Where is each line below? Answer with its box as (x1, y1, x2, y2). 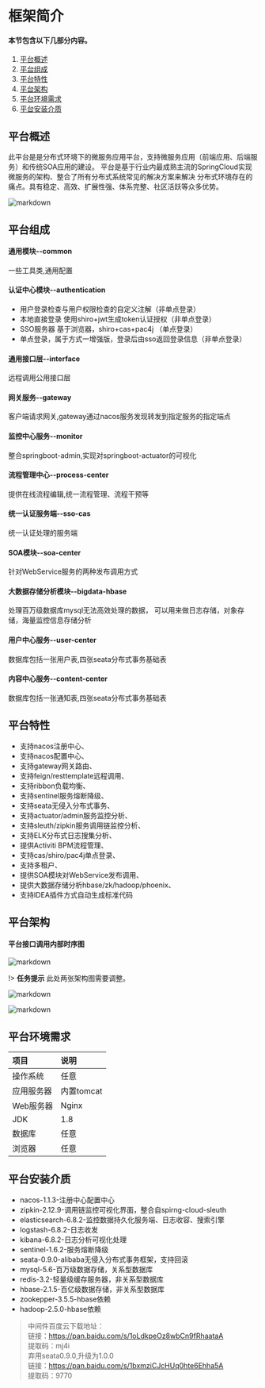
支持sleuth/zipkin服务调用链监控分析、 (19, 821, 145, 830)
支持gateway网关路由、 (19, 761, 97, 771)
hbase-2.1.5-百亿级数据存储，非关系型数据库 (19, 1284, 165, 1294)
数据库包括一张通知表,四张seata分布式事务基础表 (8, 693, 168, 702)
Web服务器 (12, 1101, 54, 1112)
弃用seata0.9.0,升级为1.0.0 (27, 1351, 115, 1360)
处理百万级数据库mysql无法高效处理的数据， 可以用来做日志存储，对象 (8, 606, 238, 615)
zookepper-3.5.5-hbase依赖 (19, 1294, 112, 1304)
